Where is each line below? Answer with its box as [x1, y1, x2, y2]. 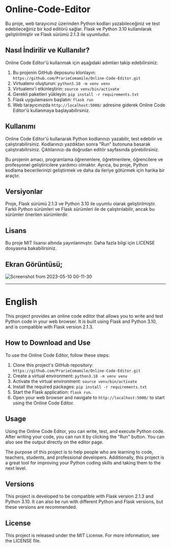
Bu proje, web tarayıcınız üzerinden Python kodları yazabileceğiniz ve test [5, 20, 160, 26]
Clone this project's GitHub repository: [12, 362, 94, 368]
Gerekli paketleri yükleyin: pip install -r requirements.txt [12, 91, 139, 97]
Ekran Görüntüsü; [5, 260, 63, 268]
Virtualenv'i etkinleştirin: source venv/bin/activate [12, 86, 120, 92]
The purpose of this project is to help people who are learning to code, [5, 449, 154, 455]
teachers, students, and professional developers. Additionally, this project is [5, 454, 164, 460]
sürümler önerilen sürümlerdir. [5, 211, 69, 217]
